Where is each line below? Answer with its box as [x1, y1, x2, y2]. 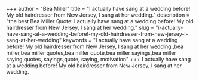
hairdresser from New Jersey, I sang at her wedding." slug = [6, 24, 154, 31]
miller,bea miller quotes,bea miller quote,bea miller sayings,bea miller [6, 49, 176, 56]
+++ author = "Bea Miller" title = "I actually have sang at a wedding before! [6, 5, 191, 12]
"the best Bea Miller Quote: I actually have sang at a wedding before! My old [6, 18, 194, 24]
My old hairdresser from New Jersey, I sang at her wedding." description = [6, 11, 190, 18]
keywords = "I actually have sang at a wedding [62, 37, 178, 43]
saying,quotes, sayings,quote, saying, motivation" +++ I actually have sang [6, 56, 191, 63]
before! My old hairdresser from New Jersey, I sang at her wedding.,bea [6, 43, 184, 50]
